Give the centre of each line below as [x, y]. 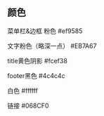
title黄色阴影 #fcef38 [38, 60]
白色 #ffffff [23, 91]
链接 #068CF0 [28, 105]
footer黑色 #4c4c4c [36, 75]
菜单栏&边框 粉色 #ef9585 [45, 31]
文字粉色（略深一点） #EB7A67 [52, 46]
